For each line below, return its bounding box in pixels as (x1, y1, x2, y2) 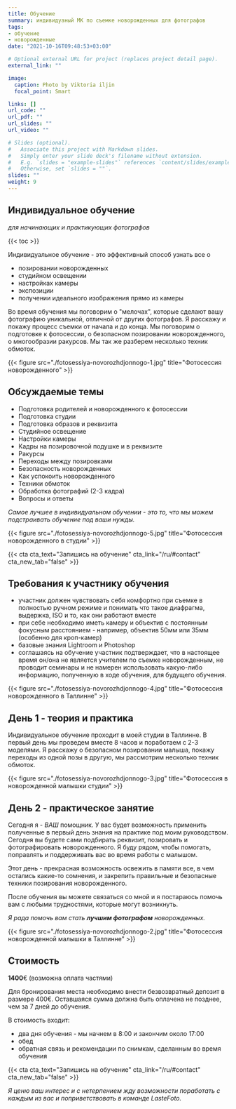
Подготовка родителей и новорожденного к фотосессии (18, 404, 188, 413)
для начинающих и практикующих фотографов (8, 223, 150, 232)
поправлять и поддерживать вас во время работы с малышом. (8, 850, 198, 858)
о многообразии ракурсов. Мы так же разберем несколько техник (8, 337, 209, 345)
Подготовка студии (18, 412, 76, 420)
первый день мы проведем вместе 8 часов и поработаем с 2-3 (8, 738, 199, 747)
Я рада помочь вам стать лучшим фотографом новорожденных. (8, 913, 206, 922)
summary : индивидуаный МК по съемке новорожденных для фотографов (8, 17, 206, 24)
